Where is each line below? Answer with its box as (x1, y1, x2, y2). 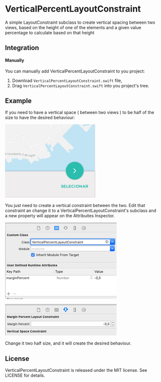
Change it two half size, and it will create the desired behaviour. (5, 340, 132, 346)
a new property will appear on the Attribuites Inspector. (5, 213, 115, 219)
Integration (5, 44, 40, 52)
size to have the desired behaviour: (5, 115, 75, 121)
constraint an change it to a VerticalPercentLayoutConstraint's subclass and (5, 207, 156, 214)
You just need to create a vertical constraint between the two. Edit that (5, 203, 146, 208)
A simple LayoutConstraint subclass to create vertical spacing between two (5, 19, 156, 25)
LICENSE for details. (5, 372, 45, 379)
